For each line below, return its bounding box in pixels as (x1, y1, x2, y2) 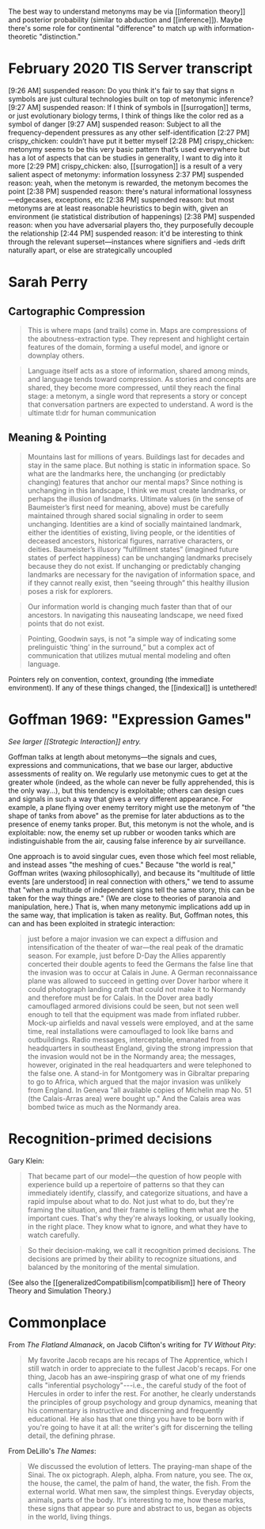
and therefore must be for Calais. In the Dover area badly (27, 993, 214, 1002)
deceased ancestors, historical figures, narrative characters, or (27, 536, 233, 545)
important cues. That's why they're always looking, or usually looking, (27, 1213, 256, 1223)
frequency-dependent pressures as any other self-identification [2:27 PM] (8, 127, 250, 137)
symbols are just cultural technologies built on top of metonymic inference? (8, 94, 254, 104)
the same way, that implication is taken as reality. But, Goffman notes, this (8, 910, 249, 920)
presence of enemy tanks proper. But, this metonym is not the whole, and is (8, 819, 255, 829)
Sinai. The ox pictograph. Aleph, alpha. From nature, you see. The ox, (27, 1470, 253, 1479)
